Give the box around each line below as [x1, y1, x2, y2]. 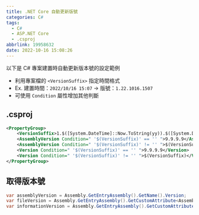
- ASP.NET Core [11, 31, 49, 37]
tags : [6, 20, 20, 26]
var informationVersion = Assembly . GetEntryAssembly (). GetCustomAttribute [6, 203, 195, 210]
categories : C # [6, 14, 44, 20]
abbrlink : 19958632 [6, 42, 54, 48]
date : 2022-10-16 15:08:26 [6, 48, 73, 53]
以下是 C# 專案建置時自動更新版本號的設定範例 [6, 64, 120, 71]
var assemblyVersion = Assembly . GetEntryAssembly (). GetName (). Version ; [6, 192, 187, 198]
